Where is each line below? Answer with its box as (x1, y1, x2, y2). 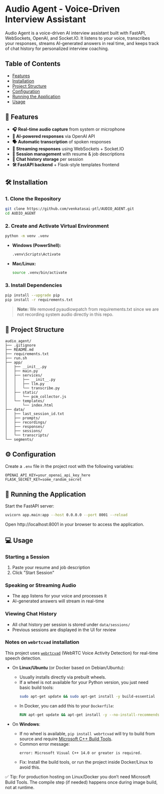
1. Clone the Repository (5, 195, 61, 202)
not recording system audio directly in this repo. (17, 311, 114, 317)
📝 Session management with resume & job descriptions (12, 151, 125, 157)
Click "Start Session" (12, 570, 55, 575)
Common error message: (19, 741, 70, 747)
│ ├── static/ (5, 390, 38, 395)
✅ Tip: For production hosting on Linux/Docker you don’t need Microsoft (5, 773, 150, 779)
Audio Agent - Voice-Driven (5, 3, 120, 15)
